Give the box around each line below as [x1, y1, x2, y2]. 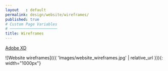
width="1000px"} [5, 60, 41, 66]
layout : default [5, 7, 46, 13]
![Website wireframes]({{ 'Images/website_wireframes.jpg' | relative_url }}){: [5, 55, 163, 61]
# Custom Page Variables [5, 21, 58, 27]
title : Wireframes [5, 31, 44, 36]
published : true [5, 17, 39, 22]
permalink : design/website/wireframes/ [5, 12, 89, 17]
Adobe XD [5, 45, 27, 51]
